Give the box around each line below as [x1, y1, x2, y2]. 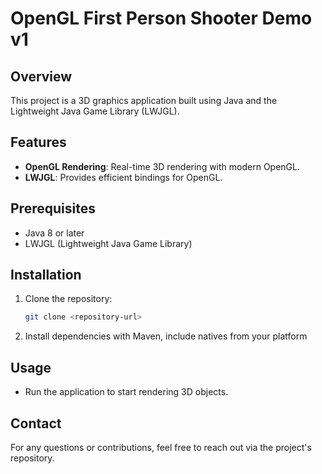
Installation [10, 267, 82, 284]
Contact [10, 415, 62, 432]
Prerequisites [10, 200, 96, 217]
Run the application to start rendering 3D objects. [24, 386, 229, 398]
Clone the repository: [24, 293, 113, 305]
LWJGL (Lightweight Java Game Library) [24, 237, 193, 249]
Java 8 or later [24, 227, 85, 239]
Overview [10, 68, 73, 85]
